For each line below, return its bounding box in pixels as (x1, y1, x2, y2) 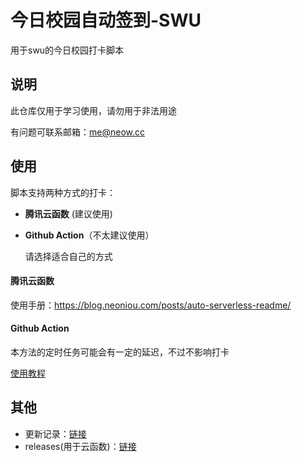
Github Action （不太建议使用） (24, 229, 155, 241)
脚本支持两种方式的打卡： (10, 186, 116, 198)
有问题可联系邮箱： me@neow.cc (10, 126, 145, 138)
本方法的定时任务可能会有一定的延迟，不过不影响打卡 (10, 346, 230, 358)
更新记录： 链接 (24, 427, 87, 440)
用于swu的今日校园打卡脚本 (10, 44, 125, 56)
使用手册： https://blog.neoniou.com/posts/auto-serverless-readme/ (10, 299, 292, 311)
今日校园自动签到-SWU (10, 9, 202, 32)
